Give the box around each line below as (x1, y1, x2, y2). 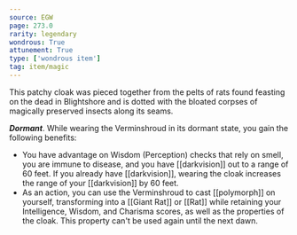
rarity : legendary (9, 29, 77, 38)
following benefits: (9, 132, 77, 143)
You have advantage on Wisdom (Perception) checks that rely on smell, (21, 149, 284, 160)
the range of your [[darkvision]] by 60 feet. (21, 177, 179, 188)
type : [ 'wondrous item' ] (9, 54, 101, 63)
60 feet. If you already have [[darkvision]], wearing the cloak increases (21, 168, 282, 178)
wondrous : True (9, 37, 66, 47)
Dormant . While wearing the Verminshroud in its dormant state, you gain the (9, 122, 289, 133)
